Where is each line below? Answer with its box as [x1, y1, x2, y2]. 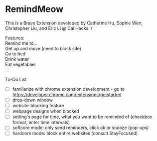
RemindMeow [5, 3, 64, 15]
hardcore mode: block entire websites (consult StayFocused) [12, 131, 138, 137]
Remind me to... [5, 40, 37, 46]
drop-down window [12, 97, 53, 103]
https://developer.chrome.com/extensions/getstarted [12, 92, 122, 98]
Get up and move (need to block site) [5, 45, 81, 51]
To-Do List [5, 76, 27, 82]
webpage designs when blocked [12, 108, 80, 114]
